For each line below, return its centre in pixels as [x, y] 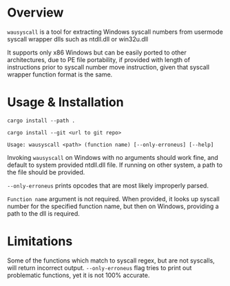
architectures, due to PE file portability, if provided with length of [99, 59]
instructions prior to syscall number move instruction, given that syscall [108, 67]
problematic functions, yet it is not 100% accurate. [79, 275]
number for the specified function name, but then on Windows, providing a [113, 206]
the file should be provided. [46, 172]
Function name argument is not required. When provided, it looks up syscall [114, 198]
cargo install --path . [41, 121]
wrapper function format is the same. [60, 74]
